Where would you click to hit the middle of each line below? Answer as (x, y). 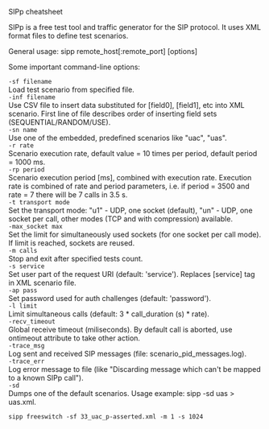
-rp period (27, 170)
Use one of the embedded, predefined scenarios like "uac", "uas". (118, 138)
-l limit (23, 306)
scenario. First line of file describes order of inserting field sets (113, 113)
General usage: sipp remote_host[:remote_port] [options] (103, 51)
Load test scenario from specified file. (71, 89)
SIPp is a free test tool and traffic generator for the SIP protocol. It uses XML (135, 27)
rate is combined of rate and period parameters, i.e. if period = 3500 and (129, 186)
